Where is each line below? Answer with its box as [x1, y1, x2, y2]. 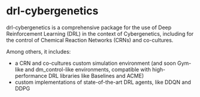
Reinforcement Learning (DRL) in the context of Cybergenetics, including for [6, 30, 194, 37]
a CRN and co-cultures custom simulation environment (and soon [14, 60, 176, 67]
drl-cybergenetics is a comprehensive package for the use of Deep [6, 24, 172, 31]
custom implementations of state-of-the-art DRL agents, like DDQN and [14, 79, 191, 86]
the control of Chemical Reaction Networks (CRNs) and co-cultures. [6, 36, 174, 43]
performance [14, 72, 48, 79]
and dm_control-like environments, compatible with [24, 65, 151, 73]
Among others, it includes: [6, 48, 71, 55]
